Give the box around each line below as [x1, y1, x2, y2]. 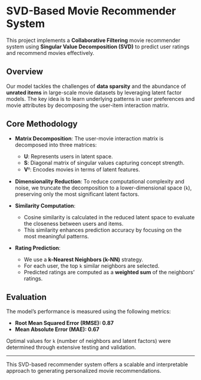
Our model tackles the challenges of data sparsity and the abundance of [6, 82, 187, 90]
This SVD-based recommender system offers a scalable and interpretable [6, 361, 188, 368]
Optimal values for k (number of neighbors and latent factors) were [6, 338, 171, 345]
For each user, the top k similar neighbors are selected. [23, 262, 160, 269]
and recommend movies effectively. [6, 49, 95, 56]
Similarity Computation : [14, 202, 76, 209]
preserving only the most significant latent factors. [14, 190, 139, 198]
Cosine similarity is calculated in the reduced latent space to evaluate [23, 213, 195, 220]
